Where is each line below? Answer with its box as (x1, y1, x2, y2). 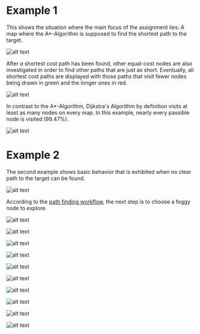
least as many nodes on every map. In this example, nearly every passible (6, 109, 190, 116)
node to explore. (6, 204, 47, 211)
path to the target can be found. (6, 175, 86, 182)
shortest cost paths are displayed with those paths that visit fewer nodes (6, 72, 187, 80)
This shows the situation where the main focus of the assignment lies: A (6, 24, 185, 31)
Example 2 (6, 149, 60, 162)
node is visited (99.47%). (6, 115, 69, 123)
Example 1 (6, 4, 58, 18)
